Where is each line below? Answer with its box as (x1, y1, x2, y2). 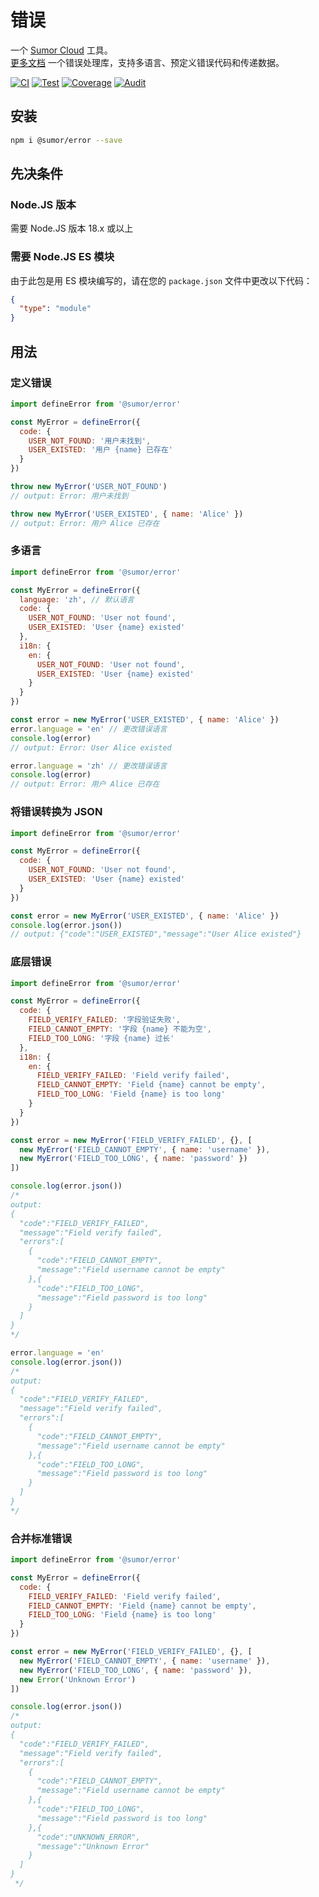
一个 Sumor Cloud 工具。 (10, 44, 113, 56)
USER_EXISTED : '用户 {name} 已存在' (28, 445, 173, 455)
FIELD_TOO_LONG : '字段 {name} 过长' (28, 1033, 175, 1043)
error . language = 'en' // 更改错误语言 (10, 724, 168, 734)
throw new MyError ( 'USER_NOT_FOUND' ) (10, 482, 168, 492)
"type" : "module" (19, 304, 92, 314)
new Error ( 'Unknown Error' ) (19, 1674, 137, 1685)
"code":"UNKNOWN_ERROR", (36, 1832, 141, 1842)
